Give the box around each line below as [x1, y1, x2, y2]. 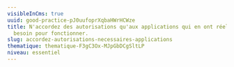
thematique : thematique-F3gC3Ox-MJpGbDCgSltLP [7, 43, 145, 50]
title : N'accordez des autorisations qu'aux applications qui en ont [7, 23, 214, 30]
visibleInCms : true [7, 10, 64, 17]
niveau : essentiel [7, 50, 61, 57]
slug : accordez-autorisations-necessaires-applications [7, 36, 173, 43]
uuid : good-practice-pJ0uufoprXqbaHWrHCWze [7, 17, 136, 24]
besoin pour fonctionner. [13, 29, 89, 37]
